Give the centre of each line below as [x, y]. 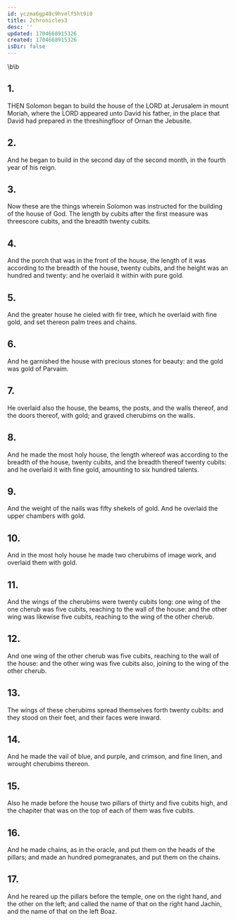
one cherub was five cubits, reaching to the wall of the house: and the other [117, 609]
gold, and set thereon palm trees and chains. [72, 322]
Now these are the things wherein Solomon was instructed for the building [115, 206]
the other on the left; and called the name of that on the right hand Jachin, [114, 903]
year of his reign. [32, 167]
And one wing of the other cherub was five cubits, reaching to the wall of [113, 655]
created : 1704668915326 [42, 40]
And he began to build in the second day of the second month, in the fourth [117, 160]
